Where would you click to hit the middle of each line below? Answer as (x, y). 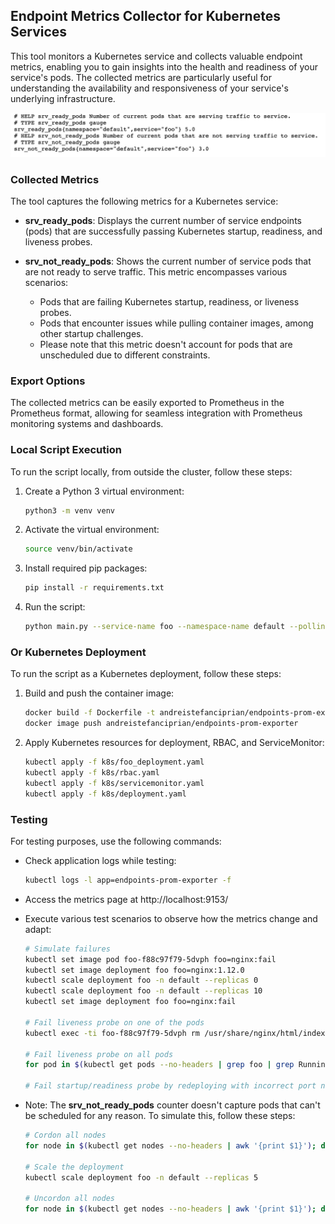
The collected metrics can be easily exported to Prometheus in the (147, 403)
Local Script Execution (66, 450)
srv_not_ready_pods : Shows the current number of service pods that (168, 261)
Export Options (48, 381)
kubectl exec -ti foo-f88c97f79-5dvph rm (112, 1033)
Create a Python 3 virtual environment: (104, 491)
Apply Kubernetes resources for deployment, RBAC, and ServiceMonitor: (174, 743)
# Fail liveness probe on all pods (99, 1054)
